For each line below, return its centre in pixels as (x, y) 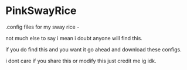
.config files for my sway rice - (42, 27)
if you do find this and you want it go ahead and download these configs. (94, 49)
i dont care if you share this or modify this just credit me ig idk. (81, 61)
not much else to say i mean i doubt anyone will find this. (74, 38)
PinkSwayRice (41, 11)
